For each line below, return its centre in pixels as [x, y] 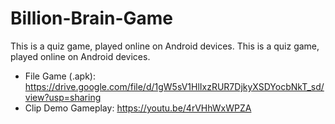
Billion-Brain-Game [91, 18]
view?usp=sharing [63, 97]
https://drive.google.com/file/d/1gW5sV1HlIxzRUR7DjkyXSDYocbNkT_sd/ [174, 86]
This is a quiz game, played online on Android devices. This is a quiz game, [165, 46]
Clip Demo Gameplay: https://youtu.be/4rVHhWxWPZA [138, 108]
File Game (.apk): [60, 76]
